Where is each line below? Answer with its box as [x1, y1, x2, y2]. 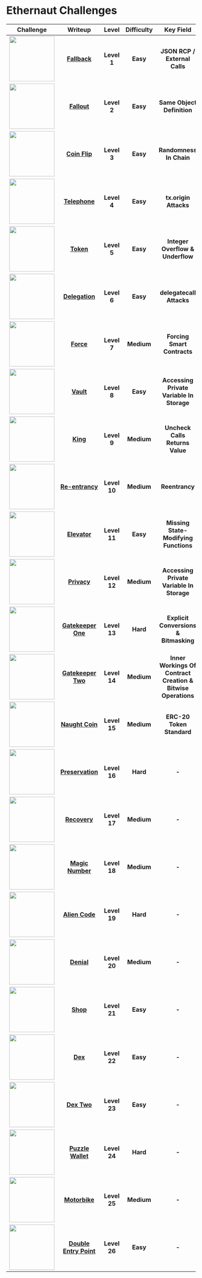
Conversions [159, 621, 197, 630]
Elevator [67, 529, 92, 538]
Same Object [159, 98, 197, 106]
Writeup [67, 25, 91, 34]
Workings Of [159, 661, 197, 669]
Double [69, 1239, 90, 1247]
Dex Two [66, 1100, 92, 1108]
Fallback [67, 54, 92, 63]
